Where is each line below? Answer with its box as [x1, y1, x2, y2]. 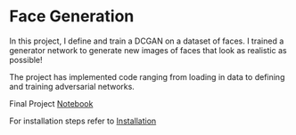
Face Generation [9, 6, 135, 27]
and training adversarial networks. [9, 81, 136, 91]
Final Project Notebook [9, 98, 94, 108]
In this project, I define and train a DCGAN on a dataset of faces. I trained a [9, 36, 284, 46]
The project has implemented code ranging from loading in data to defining [9, 71, 285, 82]
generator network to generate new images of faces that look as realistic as [9, 44, 287, 55]
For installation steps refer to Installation [9, 115, 157, 126]
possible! [9, 54, 43, 65]
